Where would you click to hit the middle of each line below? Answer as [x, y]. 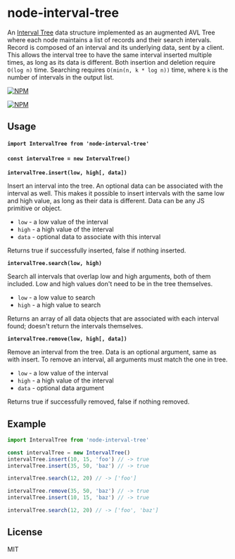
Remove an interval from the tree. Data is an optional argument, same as [112, 352]
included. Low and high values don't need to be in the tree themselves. [110, 284]
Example [27, 424]
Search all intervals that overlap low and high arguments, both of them [109, 276]
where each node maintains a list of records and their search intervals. [109, 39]
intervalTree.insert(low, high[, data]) [68, 173]
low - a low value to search [56, 297]
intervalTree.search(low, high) [55, 264]
